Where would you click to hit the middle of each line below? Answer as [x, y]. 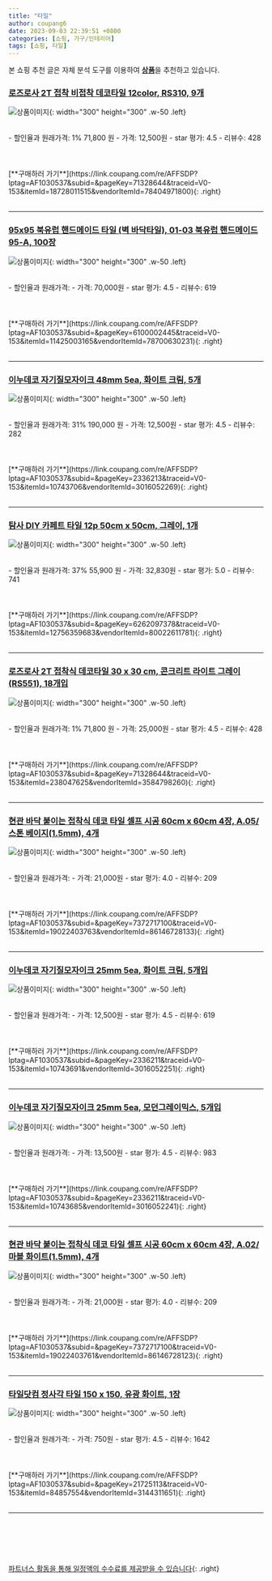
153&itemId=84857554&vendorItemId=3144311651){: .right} [107, 1493]
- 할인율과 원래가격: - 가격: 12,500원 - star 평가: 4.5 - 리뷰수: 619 [112, 1015]
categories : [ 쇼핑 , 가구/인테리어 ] [62, 38]
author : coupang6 [38, 23]
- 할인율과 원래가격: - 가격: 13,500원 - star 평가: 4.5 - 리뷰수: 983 [113, 1152]
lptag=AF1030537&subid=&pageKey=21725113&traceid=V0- [108, 1484]
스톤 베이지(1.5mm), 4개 [54, 833]
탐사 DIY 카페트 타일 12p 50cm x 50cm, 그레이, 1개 [103, 525]
